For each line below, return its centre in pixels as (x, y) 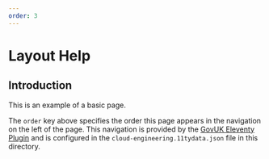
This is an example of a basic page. (67, 105)
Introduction (40, 86)
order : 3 (23, 16)
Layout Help (50, 55)
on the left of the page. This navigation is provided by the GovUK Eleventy (131, 129)
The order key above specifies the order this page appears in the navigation (134, 120)
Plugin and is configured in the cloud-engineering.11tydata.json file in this (133, 137)
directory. (24, 146)
